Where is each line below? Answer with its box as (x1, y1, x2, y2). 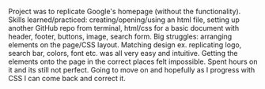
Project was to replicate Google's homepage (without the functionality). (8, 7, 241, 16)
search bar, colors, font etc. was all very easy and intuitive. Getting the (8, 49, 238, 57)
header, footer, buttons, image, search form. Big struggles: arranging (8, 32, 233, 41)
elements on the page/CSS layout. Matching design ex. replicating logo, (8, 40, 242, 50)
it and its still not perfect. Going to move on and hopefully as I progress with (8, 65, 256, 74)
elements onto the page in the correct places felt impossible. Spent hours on (8, 57, 258, 66)
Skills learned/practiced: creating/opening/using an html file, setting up (8, 15, 240, 24)
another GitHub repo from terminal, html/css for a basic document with (8, 24, 240, 32)
